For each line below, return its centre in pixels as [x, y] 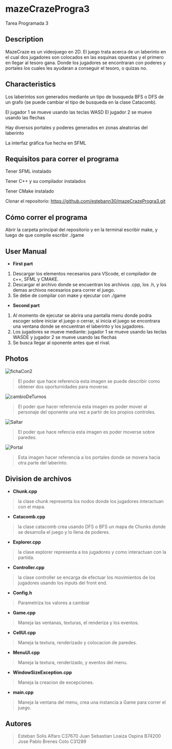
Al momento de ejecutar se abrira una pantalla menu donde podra [82, 315]
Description [24, 39]
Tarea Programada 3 [27, 23]
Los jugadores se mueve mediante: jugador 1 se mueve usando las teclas [90, 332]
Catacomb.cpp [29, 516]
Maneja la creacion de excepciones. [56, 682]
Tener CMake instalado [30, 191]
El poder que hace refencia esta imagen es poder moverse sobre [86, 432]
